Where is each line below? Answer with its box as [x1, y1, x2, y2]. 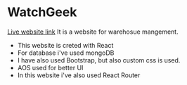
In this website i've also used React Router [17, 71, 141, 79]
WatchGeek [7, 4, 77, 20]
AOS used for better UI [17, 63, 84, 72]
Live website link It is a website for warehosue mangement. [7, 27, 179, 36]
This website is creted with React [17, 41, 114, 49]
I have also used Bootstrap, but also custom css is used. [17, 55, 181, 64]
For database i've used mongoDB [17, 48, 115, 57]
